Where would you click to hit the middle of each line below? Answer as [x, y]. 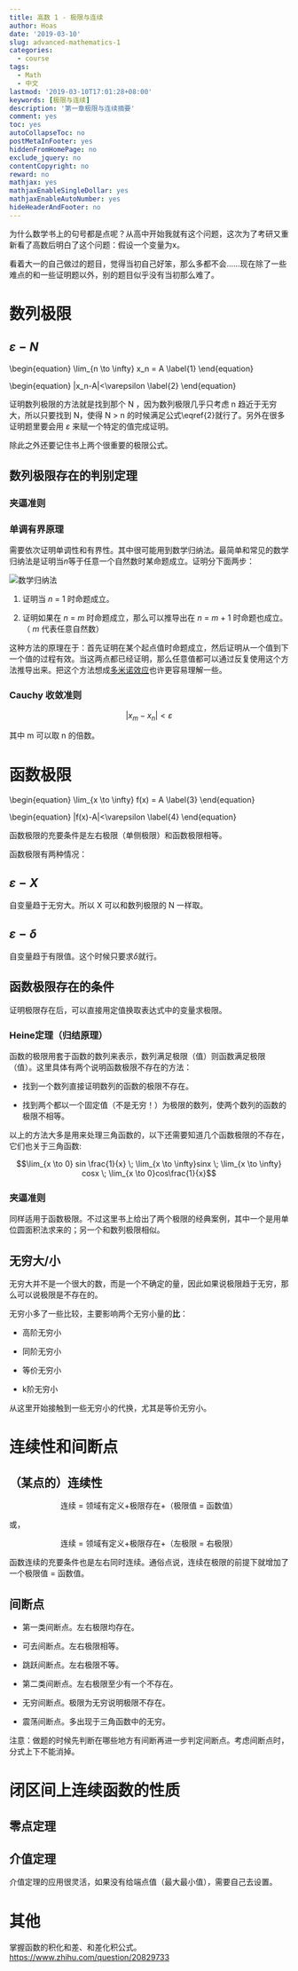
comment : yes [33, 116]
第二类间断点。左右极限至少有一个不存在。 [100, 1684]
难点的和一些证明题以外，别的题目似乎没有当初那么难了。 [114, 274]
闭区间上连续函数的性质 [95, 1791]
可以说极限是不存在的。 [59, 1295]
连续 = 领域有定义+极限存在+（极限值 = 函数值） [149, 1506]
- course [33, 59]
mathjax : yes [33, 183]
